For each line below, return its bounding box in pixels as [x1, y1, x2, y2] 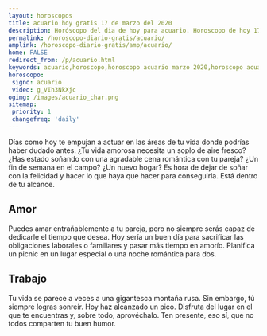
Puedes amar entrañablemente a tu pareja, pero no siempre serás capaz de [8, 224, 256, 233]
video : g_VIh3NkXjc [11, 85, 77, 94]
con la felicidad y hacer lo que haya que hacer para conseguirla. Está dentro [8, 170, 258, 180]
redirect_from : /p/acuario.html [8, 57, 115, 64]
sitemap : [8, 100, 37, 108]
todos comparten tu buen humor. [8, 318, 117, 328]
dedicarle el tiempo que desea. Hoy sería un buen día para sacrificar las [8, 232, 244, 241]
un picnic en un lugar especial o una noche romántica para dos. [8, 248, 217, 259]
